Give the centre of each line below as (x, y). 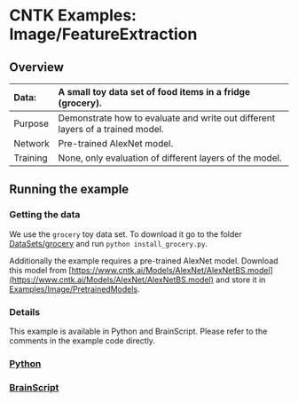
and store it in (241, 280)
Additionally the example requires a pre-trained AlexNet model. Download (144, 260)
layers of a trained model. (111, 129)
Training (31, 158)
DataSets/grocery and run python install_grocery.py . (109, 243)
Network (32, 143)
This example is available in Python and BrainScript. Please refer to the (138, 331)
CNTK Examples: (73, 16)
